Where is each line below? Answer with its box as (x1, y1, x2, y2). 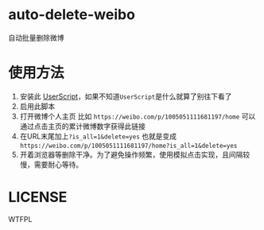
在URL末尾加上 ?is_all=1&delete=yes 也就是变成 (19, 131, 177, 141)
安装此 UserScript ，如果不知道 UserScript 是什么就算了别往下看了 (19, 92, 232, 101)
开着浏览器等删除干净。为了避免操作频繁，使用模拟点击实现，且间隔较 (19, 150, 250, 159)
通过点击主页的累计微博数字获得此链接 (19, 121, 146, 131)
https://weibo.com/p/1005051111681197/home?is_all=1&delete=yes (19, 142, 238, 150)
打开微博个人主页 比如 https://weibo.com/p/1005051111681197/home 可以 (19, 111, 256, 121)
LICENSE (8, 189, 68, 206)
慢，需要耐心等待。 (19, 159, 83, 169)
